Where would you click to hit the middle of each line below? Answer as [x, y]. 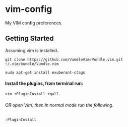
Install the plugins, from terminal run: [44, 83]
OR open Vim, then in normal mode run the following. [60, 105]
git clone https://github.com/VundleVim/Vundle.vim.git [64, 60]
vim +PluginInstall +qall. [33, 94]
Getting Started [30, 38]
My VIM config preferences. [34, 23]
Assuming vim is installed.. [32, 50]
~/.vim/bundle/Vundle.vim [32, 64]
